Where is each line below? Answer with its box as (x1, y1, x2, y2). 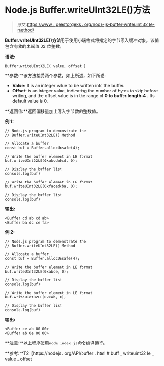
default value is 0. (12, 98, 48, 104)
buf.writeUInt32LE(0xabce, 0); (5, 269, 69, 274)
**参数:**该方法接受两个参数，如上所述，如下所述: (5, 72, 106, 78)
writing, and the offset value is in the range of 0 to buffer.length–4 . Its (12, 92, 155, 98)
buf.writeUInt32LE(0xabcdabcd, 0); (5, 158, 78, 163)
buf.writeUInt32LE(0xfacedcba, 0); (5, 184, 78, 189)
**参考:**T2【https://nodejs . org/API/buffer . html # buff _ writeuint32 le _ (5, 350, 154, 356)
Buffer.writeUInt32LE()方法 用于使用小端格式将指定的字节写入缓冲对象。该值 (5, 37, 159, 43)
